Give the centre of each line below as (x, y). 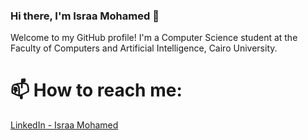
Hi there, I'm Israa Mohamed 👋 (85, 16)
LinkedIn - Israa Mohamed (64, 125)
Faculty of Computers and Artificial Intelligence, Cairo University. (144, 48)
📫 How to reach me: (96, 90)
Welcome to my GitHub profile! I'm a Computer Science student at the (154, 38)
